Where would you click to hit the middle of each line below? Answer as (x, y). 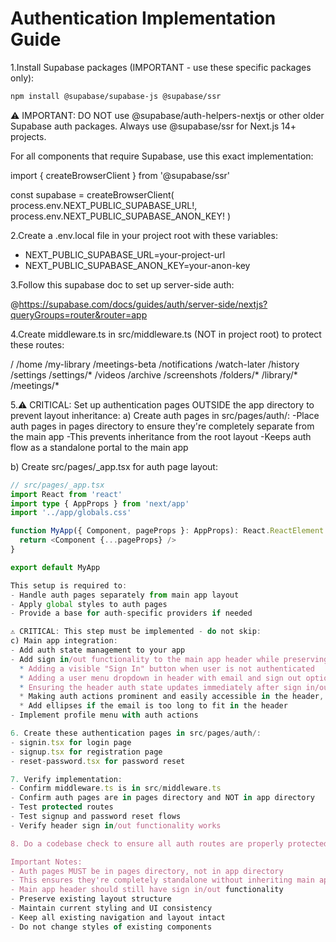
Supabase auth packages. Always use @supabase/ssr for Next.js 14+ (153, 126)
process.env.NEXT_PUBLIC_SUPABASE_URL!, (104, 205)
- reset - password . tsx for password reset (98, 761)
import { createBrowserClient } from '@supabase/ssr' (120, 175)
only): (22, 78)
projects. (28, 136)
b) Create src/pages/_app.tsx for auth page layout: (114, 466)
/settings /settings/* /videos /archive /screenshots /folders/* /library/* (154, 374)
